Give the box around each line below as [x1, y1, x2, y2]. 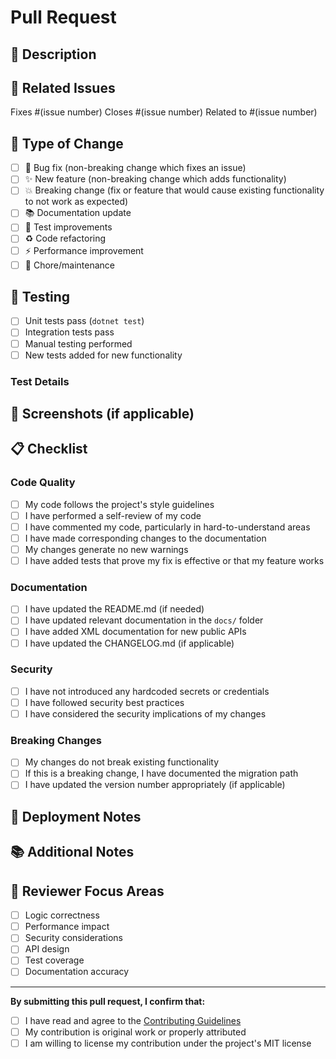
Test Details [10, 374, 70, 388]
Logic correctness [24, 909, 100, 921]
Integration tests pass [24, 326, 115, 338]
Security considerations [24, 932, 123, 944]
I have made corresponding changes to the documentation [24, 532, 267, 544]
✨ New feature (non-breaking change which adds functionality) [24, 173, 287, 185]
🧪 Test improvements [24, 221, 113, 233]
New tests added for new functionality [24, 349, 183, 361]
